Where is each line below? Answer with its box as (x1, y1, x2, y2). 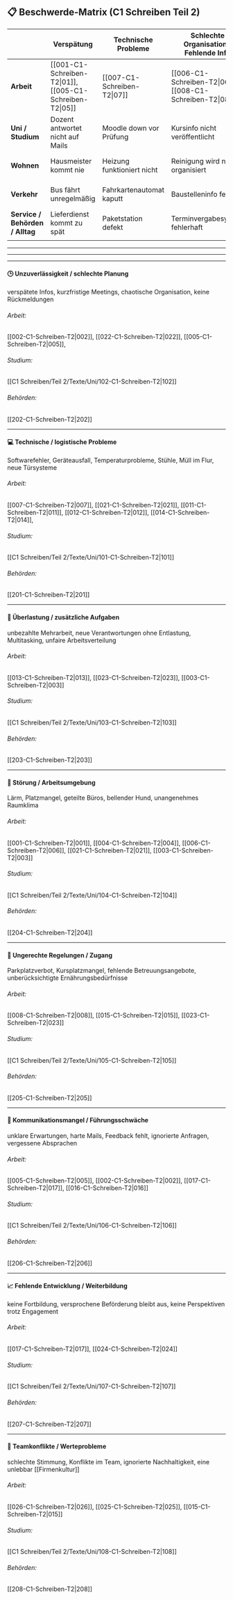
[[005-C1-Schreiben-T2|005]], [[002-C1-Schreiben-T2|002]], (7, 1176, 182, 1185)
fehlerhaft (171, 222, 203, 232)
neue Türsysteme (7, 463, 58, 472)
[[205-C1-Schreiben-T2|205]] (7, 1093, 92, 1102)
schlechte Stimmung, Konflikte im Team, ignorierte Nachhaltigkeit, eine (7, 1457, 210, 1466)
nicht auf (50, 132, 80, 141)
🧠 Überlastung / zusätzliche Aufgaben (7, 613, 120, 621)
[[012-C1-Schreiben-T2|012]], (64, 508, 149, 517)
